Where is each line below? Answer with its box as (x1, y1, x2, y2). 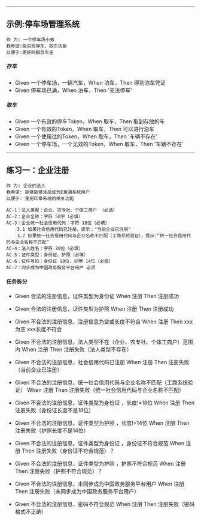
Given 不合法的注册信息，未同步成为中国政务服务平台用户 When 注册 (14, 480, 184, 487)
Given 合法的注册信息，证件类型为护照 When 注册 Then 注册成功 (14, 305, 174, 312)
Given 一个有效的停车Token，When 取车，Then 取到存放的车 (14, 118, 165, 125)
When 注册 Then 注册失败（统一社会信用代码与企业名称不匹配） (26, 386, 184, 394)
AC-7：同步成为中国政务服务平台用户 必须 (6, 264, 96, 270)
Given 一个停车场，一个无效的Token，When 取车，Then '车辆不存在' (14, 140, 184, 147)
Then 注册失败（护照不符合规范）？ (14, 467, 103, 475)
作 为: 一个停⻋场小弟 (6, 37, 55, 43)
